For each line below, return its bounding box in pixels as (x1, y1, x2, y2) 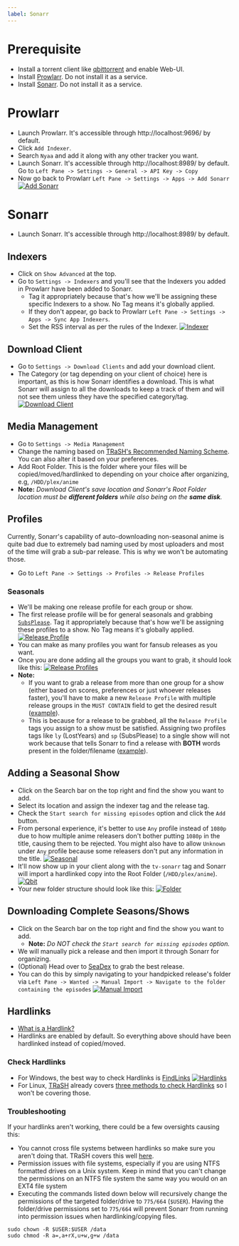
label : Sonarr (7, 10, 50, 18)
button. (17, 816, 39, 825)
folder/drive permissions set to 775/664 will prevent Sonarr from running (17, 1205, 228, 1213)
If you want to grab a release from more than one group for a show (28, 678, 224, 686)
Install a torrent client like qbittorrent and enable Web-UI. (17, 65, 185, 73)
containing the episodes (17, 986, 92, 993)
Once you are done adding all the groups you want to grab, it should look (17, 655, 232, 664)
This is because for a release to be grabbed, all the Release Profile (28, 716, 228, 724)
